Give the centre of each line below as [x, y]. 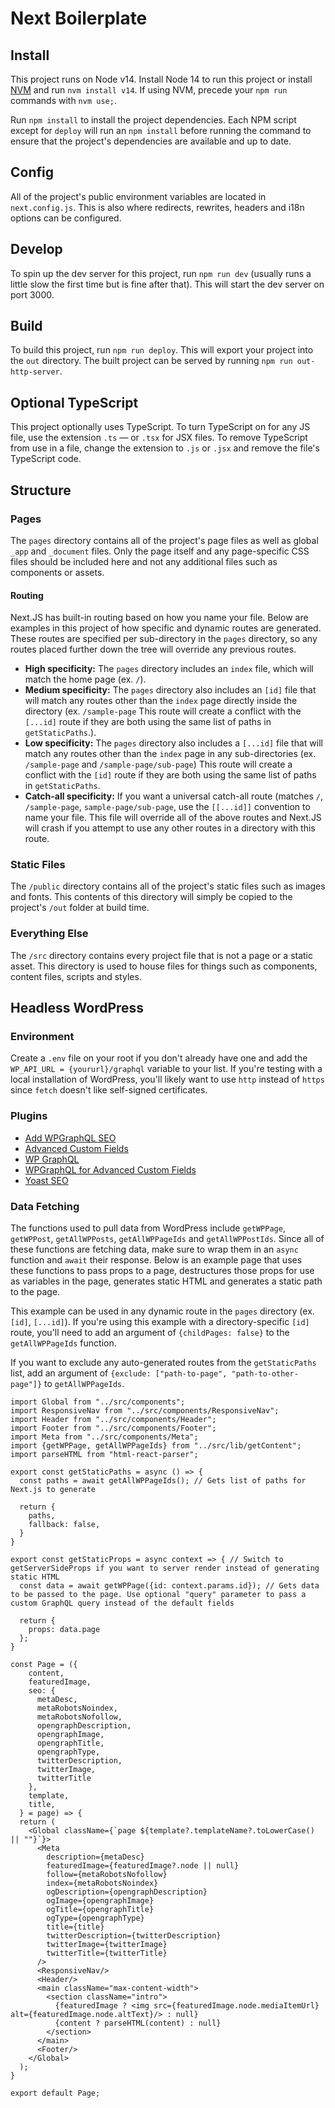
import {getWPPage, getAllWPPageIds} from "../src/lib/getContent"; [156, 1446]
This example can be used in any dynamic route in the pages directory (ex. [162, 1311]
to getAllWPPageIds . [84, 1384]
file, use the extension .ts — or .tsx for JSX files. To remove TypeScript [159, 438]
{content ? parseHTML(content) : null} [138, 2023]
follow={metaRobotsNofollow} [107, 1875]
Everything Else [49, 934]
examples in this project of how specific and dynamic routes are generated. [166, 628]
